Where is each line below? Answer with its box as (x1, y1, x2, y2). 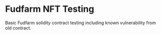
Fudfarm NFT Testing (5, 3, 94, 15)
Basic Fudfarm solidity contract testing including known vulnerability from (5, 20, 156, 26)
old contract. (5, 25, 31, 31)
